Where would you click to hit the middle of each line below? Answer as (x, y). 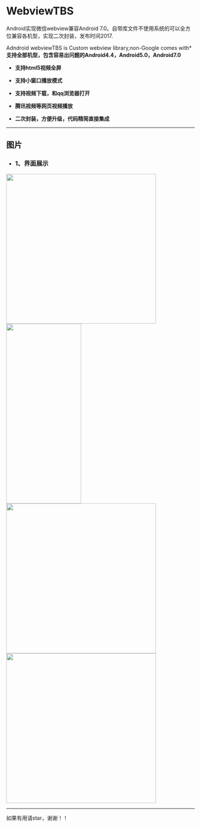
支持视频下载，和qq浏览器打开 (52, 93)
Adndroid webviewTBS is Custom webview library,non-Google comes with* (99, 48)
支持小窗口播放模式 (39, 80)
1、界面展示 (32, 164)
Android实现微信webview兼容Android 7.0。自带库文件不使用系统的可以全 (96, 28)
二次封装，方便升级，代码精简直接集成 (62, 119)
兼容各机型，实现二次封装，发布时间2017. (62, 36)
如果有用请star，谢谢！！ (37, 818)
